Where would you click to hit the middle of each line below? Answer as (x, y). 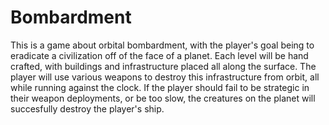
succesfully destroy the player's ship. (87, 108)
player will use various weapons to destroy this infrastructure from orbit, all (165, 77)
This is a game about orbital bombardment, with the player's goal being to (162, 45)
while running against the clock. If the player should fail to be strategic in (160, 87)
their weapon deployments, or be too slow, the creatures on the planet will (163, 98)
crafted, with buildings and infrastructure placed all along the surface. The (163, 66)
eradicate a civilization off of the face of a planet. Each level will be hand (159, 55)
